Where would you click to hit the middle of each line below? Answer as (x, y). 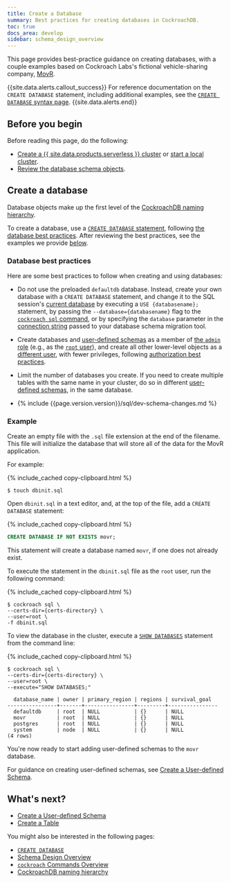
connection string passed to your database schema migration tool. (112, 326)
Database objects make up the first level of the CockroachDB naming (105, 207)
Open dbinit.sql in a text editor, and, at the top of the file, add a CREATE (109, 504)
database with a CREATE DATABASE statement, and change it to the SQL (116, 297)
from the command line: (41, 643)
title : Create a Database (44, 14)
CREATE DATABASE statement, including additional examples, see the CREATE (112, 95)
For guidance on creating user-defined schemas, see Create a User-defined (115, 770)
